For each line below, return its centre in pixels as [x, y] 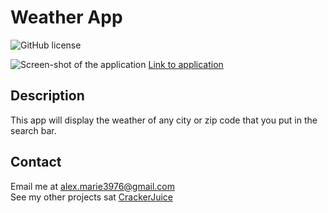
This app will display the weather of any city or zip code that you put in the [164, 120]
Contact [36, 162]
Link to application [186, 64]
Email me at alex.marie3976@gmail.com [93, 186]
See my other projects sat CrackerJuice [92, 197]
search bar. [33, 130]
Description [47, 96]
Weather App [66, 17]
